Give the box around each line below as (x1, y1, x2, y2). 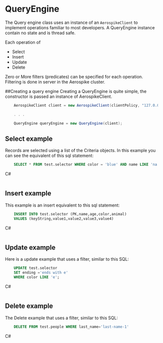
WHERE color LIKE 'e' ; (14, 275, 60, 280)
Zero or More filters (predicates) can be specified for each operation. (5, 74, 143, 79)
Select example (5, 134, 53, 143)
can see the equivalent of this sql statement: (5, 152, 94, 159)
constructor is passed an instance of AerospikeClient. (5, 94, 113, 99)
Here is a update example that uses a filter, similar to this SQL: (5, 256, 129, 262)
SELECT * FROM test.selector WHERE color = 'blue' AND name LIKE (14, 162, 149, 167)
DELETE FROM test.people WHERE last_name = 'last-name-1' (14, 324, 130, 329)
